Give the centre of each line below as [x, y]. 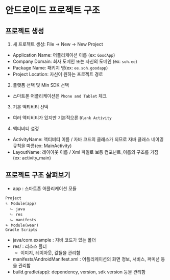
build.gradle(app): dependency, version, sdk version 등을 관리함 [79, 272]
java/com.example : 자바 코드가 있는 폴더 [54, 240]
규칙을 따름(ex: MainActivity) [42, 146]
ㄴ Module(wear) [22, 225]
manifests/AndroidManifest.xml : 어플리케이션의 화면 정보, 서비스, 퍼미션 [86, 259]
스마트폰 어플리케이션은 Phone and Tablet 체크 [60, 96]
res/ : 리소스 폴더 [30, 246]
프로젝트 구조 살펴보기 [38, 175]
